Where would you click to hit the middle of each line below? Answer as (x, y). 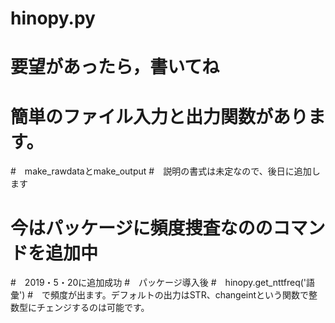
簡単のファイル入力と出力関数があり (159, 116)
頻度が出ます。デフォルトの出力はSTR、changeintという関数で (180, 295)
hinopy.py (53, 18)
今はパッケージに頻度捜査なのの (141, 228)
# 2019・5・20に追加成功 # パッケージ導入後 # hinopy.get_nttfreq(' (158, 283)
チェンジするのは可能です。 (93, 308)
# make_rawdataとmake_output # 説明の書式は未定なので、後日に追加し (165, 171)
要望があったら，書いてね (115, 67)
